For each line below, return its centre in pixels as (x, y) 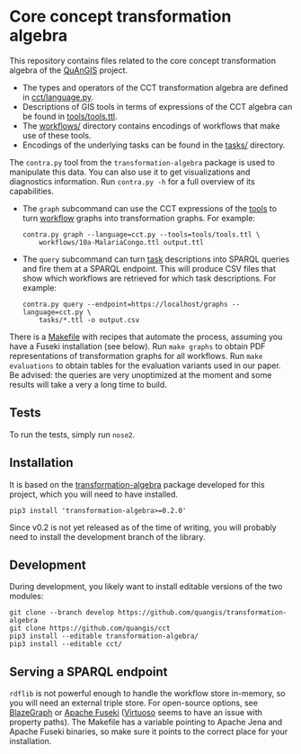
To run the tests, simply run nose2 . (72, 435)
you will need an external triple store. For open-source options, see (134, 703)
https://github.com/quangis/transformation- (203, 613)
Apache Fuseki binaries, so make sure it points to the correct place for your (149, 732)
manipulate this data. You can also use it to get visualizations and (130, 172)
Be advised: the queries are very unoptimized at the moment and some (141, 374)
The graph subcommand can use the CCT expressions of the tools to (149, 208)
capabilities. (31, 191)
